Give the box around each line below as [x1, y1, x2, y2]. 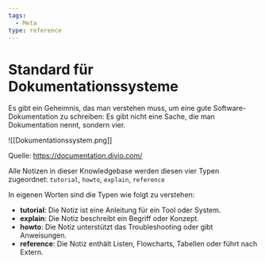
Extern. [19, 247, 44, 257]
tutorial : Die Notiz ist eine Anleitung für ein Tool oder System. [19, 205, 221, 215]
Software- [213, 104, 246, 113]
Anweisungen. [19, 231, 67, 240]
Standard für [8, 60, 94, 78]
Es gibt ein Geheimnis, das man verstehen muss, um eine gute [8, 104, 212, 113]
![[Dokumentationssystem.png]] [8, 135, 113, 145]
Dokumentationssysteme [8, 77, 179, 95]
